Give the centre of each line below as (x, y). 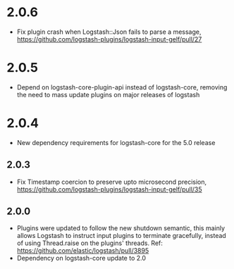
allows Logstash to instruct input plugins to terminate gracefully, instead (121, 236)
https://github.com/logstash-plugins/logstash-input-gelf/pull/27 (109, 39)
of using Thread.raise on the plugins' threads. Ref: (90, 243)
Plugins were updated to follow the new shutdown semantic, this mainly (121, 228)
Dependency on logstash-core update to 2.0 (81, 258)
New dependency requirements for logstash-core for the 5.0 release (116, 142)
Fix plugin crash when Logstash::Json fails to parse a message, (109, 32)
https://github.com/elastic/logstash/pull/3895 (83, 251)
